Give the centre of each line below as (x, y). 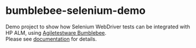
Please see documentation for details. (51, 39)
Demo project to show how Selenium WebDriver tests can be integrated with (98, 27)
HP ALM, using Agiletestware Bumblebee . (56, 32)
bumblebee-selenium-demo (76, 11)
